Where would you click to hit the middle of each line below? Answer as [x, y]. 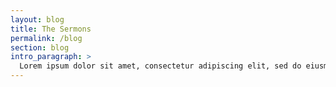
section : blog [40, 47]
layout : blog [37, 19]
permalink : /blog [46, 38]
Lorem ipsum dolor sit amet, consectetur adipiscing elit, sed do [160, 66]
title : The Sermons [51, 29]
